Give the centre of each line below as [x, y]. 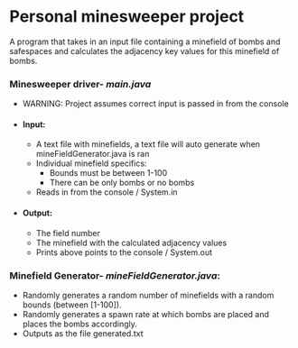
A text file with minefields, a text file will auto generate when [148, 144]
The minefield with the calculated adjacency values [131, 243]
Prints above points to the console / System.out [124, 252]
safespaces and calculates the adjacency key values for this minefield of [144, 50]
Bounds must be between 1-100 [108, 173]
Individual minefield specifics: [91, 163]
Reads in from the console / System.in [107, 192]
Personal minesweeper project [127, 17]
